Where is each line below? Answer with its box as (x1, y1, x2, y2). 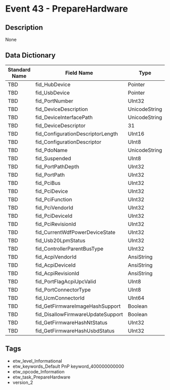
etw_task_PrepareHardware (12, 374, 71, 380)
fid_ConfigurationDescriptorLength (35, 130, 118, 137)
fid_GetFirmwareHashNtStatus (35, 319, 108, 326)
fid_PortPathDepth (35, 163, 79, 170)
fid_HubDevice (35, 81, 71, 88)
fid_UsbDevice (35, 89, 70, 96)
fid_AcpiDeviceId (35, 261, 76, 268)
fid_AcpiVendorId (35, 253, 77, 260)
